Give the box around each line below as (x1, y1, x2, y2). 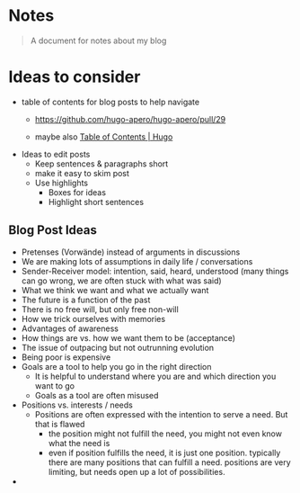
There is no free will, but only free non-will (21, 303, 179, 315)
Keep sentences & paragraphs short (34, 158, 169, 169)
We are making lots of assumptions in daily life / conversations (21, 255, 253, 266)
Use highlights (34, 177, 89, 188)
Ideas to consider (8, 67, 141, 87)
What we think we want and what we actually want (21, 284, 209, 295)
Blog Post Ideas (8, 222, 98, 238)
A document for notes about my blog (30, 35, 167, 46)
